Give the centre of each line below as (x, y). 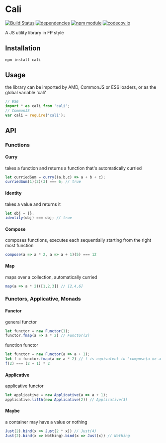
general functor (21, 322)
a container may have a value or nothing (46, 422)
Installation (23, 48)
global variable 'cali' (26, 92)
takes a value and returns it (33, 204)
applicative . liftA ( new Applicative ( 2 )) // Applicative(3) (66, 400)
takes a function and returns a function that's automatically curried (74, 168)
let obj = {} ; (20, 213)
